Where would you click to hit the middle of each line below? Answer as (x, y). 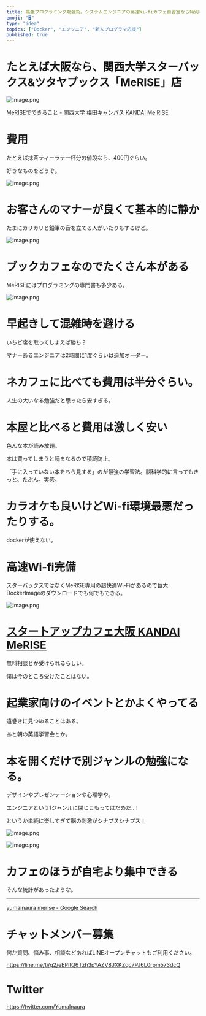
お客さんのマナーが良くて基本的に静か (103, 210)
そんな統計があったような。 (41, 890)
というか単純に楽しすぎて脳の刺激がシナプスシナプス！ (76, 821)
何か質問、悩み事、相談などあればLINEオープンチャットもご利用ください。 (101, 953)
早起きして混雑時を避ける (71, 324)
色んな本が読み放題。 (33, 445)
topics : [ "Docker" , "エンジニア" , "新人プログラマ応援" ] (74, 29)
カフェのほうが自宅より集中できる (92, 872)
